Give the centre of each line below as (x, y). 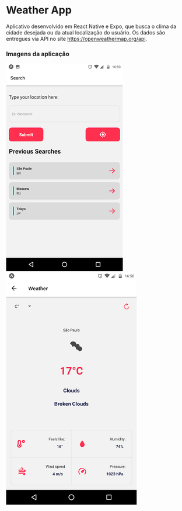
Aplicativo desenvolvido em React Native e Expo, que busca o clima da (91, 26)
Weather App (39, 10)
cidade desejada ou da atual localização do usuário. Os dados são (86, 32)
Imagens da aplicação (38, 54)
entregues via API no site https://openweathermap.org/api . (77, 39)
